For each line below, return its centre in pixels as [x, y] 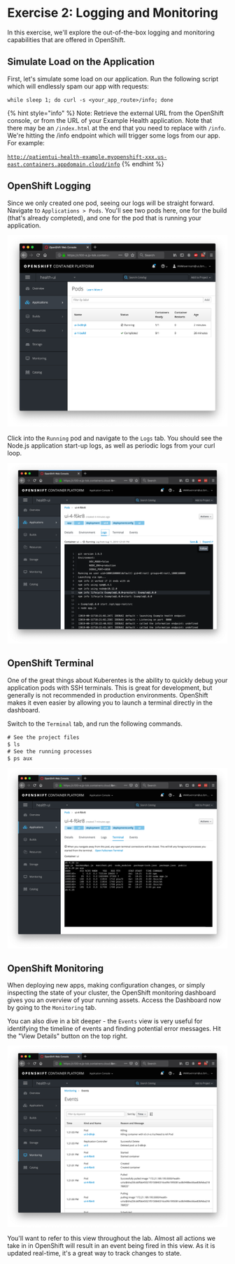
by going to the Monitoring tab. [52, 1008]
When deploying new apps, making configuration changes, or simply [106, 985]
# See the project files [43, 737]
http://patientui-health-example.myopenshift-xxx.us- [87, 157]
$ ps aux [20, 758]
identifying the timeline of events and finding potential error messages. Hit [114, 1029]
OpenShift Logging [49, 186]
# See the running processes [50, 751]
